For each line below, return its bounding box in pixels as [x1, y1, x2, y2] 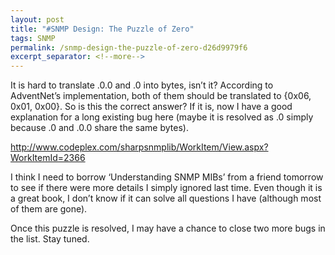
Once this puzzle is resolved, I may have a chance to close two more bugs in [10, 222, 326, 235]
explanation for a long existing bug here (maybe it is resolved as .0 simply [10, 111, 314, 123]
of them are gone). [10, 203, 88, 215]
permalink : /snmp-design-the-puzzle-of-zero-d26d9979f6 [10, 42, 248, 53]
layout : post [10, 14, 65, 25]
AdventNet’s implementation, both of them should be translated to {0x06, [10, 90, 312, 102]
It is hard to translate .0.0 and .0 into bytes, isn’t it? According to [10, 79, 274, 91]
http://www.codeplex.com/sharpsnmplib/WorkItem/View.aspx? [10, 141, 269, 153]
